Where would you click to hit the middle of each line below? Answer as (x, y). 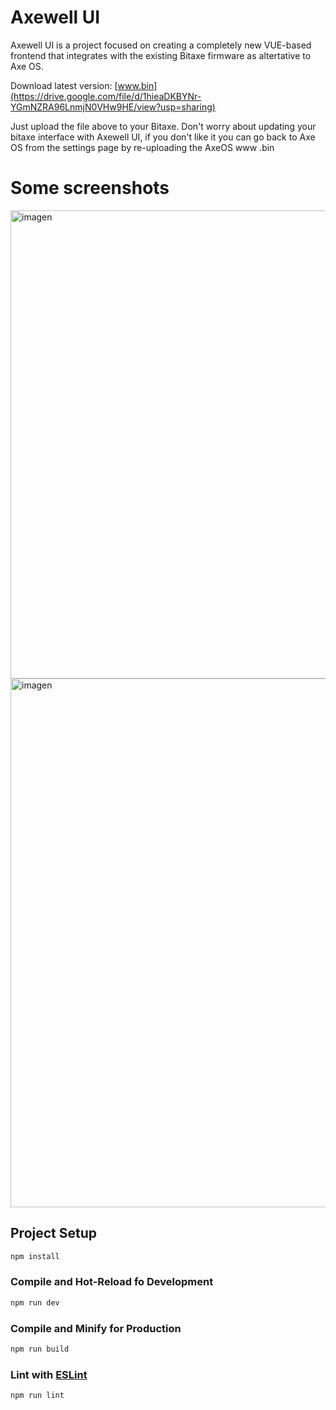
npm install (35, 1256)
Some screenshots (90, 188)
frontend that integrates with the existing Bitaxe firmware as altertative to (161, 55)
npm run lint (37, 1396)
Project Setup (54, 1233)
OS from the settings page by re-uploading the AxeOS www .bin (142, 147)
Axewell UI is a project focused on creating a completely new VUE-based (161, 45)
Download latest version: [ (64, 85)
